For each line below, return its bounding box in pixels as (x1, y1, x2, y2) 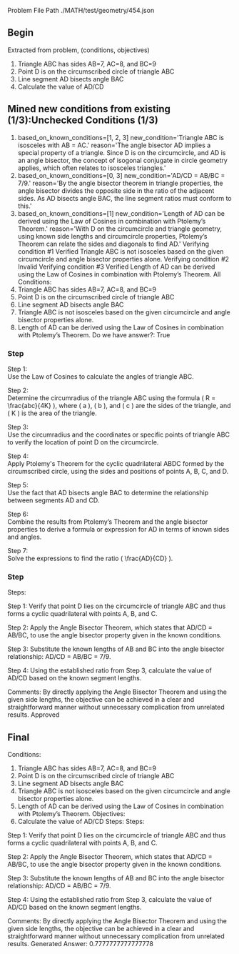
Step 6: (7, 510, 29, 518)
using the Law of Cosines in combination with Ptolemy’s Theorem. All (17, 269, 221, 278)
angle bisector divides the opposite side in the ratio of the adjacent (17, 186, 215, 195)
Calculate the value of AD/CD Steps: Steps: (17, 818, 145, 826)
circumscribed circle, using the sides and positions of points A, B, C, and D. (7, 467, 229, 475)
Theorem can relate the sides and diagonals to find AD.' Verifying (17, 239, 209, 248)
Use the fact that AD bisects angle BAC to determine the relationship (7, 488, 209, 497)
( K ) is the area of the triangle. (7, 409, 98, 417)
